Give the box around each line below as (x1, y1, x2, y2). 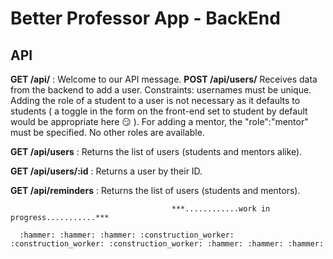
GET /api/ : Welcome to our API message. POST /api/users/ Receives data (10, 73, 318, 85)
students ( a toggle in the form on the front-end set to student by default (10, 105, 308, 117)
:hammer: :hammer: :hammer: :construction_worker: (19, 230, 235, 240)
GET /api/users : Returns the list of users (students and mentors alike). (10, 146, 303, 157)
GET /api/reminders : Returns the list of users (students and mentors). (10, 185, 301, 196)
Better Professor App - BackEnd (10, 7, 281, 30)
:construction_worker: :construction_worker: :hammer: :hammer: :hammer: (10, 239, 325, 249)
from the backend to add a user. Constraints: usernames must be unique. (10, 84, 312, 96)
